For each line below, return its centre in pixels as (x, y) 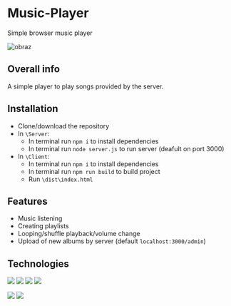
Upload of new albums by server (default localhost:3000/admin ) (112, 241)
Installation (33, 109)
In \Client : (34, 156)
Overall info (34, 69)
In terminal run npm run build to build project (94, 171)
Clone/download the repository (63, 126)
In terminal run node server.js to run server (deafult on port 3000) (126, 148)
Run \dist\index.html (61, 179)
